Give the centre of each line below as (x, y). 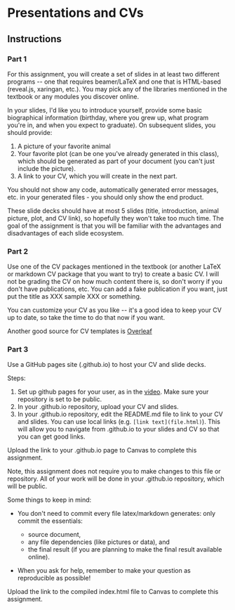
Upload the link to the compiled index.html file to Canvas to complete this (113, 592)
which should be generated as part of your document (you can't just (116, 161)
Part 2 (18, 251)
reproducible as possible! (54, 578)
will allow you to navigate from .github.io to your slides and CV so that (118, 429)
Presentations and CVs (75, 13)
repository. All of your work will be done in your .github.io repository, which (116, 479)
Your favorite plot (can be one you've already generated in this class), (118, 153)
